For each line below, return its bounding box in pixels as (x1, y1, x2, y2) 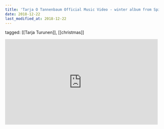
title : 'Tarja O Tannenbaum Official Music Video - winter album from (5, 7, 152, 12)
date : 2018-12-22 (5, 12, 41, 17)
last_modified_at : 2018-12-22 (5, 16, 67, 21)
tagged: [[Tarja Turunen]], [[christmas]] (5, 30, 84, 36)
